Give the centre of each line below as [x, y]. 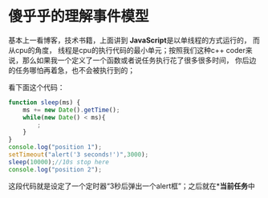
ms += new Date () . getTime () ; [71, 110]
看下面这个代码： [37, 87]
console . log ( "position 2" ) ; [55, 169]
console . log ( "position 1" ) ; [55, 147]
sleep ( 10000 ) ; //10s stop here [59, 162]
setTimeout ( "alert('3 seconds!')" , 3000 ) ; [79, 155]
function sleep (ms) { [45, 102]
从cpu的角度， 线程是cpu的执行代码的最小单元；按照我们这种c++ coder [127, 50]
